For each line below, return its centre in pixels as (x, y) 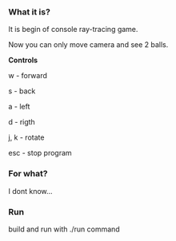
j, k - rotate (26, 137)
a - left (19, 107)
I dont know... (31, 191)
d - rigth (22, 122)
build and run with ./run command (64, 229)
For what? (28, 174)
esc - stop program (40, 153)
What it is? (29, 12)
